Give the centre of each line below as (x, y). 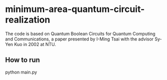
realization (28, 20)
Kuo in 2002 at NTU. (35, 44)
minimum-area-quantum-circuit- (75, 9)
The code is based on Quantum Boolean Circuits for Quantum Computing (80, 33)
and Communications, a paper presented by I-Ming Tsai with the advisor (79, 39)
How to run (23, 60)
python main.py (21, 72)
